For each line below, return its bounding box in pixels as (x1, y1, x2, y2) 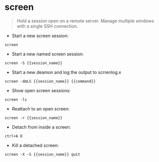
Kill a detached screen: (11, 142, 59, 148)
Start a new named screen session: (11, 51, 84, 57)
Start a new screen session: (11, 33, 69, 39)
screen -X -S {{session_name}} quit (4, 152, 80, 157)
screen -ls (4, 97, 27, 102)
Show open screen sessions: (11, 87, 71, 93)
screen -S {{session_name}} (4, 60, 63, 65)
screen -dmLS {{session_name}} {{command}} (4, 79, 96, 84)
